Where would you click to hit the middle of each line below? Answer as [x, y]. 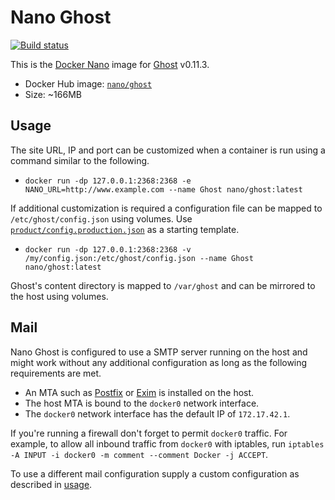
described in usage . [51, 484]
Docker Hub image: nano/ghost [88, 83]
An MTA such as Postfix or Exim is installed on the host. [139, 392]
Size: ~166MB [53, 94]
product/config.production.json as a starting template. [125, 229]
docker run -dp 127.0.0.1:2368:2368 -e [108, 181]
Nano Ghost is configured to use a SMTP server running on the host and [159, 352]
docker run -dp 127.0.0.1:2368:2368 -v [108, 249]
